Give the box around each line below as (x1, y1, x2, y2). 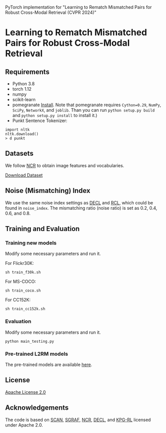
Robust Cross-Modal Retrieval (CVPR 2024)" (5, 9, 97, 15)
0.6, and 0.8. (5, 210, 31, 216)
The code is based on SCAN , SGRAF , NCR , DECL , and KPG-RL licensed (5, 417, 151, 423)
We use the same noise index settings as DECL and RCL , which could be (5, 199, 154, 205)
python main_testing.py (5, 339, 55, 344)
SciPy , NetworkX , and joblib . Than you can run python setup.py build (12, 107, 155, 113)
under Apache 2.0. (5, 422, 43, 428)
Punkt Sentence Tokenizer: (12, 118, 68, 124)
